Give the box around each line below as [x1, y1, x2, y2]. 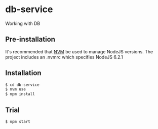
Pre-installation [5, 35, 56, 44]
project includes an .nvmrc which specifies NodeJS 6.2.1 [5, 54, 123, 60]
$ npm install [5, 91, 35, 97]
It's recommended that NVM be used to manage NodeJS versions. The [5, 48, 153, 54]
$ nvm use [5, 87, 26, 92]
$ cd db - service [5, 82, 39, 87]
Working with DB [5, 20, 41, 26]
